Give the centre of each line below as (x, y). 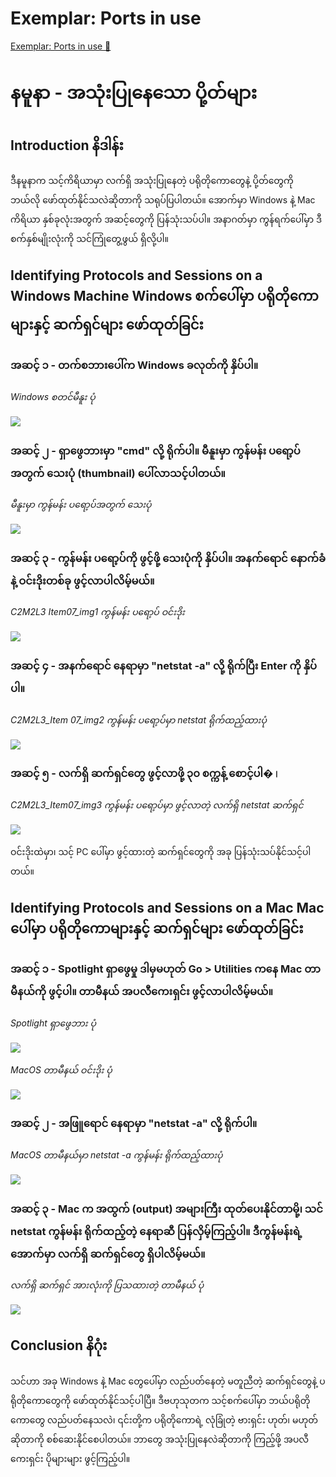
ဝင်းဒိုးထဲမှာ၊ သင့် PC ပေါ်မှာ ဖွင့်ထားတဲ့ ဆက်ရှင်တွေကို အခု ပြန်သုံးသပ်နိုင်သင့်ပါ (161, 851)
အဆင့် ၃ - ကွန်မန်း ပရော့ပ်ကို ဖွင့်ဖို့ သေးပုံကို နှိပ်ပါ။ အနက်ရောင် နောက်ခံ (168, 558)
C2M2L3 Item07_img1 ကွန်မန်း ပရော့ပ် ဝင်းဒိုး (97, 612)
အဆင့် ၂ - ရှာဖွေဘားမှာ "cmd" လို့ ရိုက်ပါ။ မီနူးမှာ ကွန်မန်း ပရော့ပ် (155, 450)
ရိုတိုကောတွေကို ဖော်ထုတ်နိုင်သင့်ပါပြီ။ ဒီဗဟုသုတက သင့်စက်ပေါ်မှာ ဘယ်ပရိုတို (160, 1400)
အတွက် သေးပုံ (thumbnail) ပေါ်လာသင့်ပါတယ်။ (118, 473)
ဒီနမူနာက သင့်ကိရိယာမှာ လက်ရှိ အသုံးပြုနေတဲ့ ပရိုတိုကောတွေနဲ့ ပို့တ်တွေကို (152, 180)
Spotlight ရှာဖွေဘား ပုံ (53, 1023)
